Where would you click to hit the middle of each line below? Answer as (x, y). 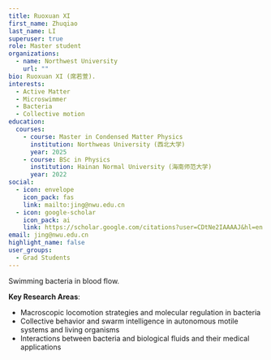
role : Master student (45, 46)
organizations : (34, 54)
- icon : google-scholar (56, 212)
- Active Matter (43, 91)
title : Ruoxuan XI (39, 16)
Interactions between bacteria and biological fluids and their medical (135, 338)
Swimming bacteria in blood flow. (64, 280)
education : (27, 122)
